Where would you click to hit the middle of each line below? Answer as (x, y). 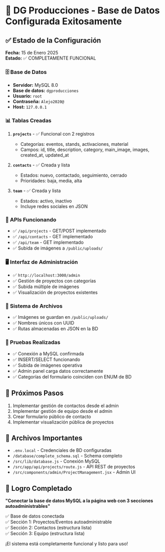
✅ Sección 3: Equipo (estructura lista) (45, 534)
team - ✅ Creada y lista (37, 191)
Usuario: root (27, 96)
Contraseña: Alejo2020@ (38, 102)
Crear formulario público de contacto (52, 416)
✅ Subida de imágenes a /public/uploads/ (58, 248)
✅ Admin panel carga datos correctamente (58, 371)
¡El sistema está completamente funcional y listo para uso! (67, 544)
